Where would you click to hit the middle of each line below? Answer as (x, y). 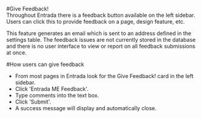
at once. (17, 53)
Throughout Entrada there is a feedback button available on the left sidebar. (101, 15)
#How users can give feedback (45, 64)
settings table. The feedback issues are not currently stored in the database (101, 40)
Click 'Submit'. (33, 102)
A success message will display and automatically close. (86, 108)
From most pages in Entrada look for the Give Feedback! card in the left (104, 76)
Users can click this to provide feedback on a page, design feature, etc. (96, 21)
